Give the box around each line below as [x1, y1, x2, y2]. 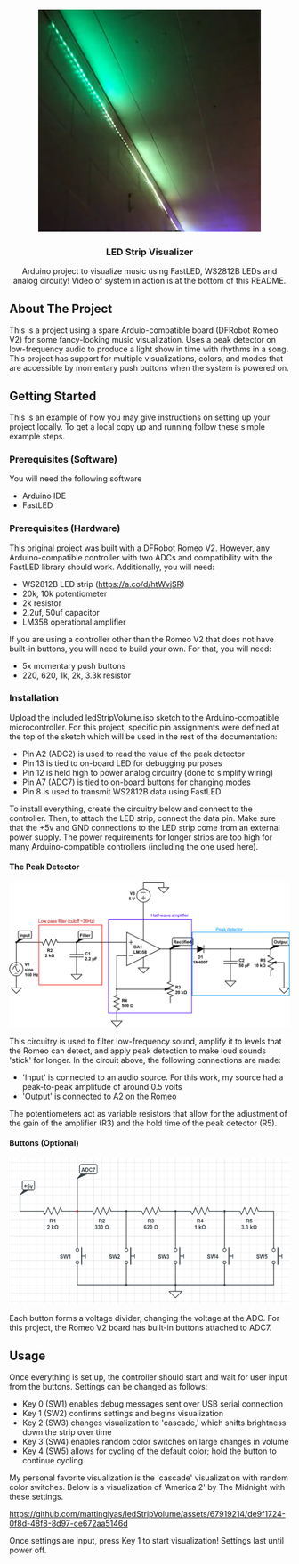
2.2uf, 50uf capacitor [21, 607, 101, 617]
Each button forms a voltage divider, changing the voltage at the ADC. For [9, 1313, 280, 1324]
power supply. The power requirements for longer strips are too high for [9, 832, 273, 842]
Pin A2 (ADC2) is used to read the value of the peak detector [21, 748, 246, 759]
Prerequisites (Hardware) [9, 522, 121, 535]
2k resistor [21, 597, 62, 609]
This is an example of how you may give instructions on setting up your [9, 412, 271, 423]
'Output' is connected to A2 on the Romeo [21, 1091, 177, 1101]
